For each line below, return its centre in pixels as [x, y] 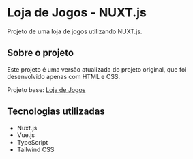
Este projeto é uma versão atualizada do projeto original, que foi [97, 69]
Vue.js [26, 135]
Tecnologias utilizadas [56, 112]
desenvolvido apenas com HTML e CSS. [64, 76]
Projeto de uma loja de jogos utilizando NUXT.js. [75, 31]
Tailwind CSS [35, 149]
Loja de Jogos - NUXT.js [77, 13]
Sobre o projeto [40, 53]
